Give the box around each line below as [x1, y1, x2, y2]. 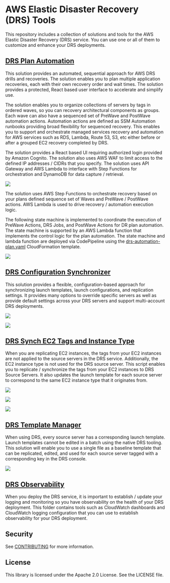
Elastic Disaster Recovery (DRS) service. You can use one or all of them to [5, 37, 160, 43]
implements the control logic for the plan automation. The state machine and [5, 232, 165, 239]
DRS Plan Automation [5, 57, 75, 66]
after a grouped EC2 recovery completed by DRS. [5, 139, 109, 145]
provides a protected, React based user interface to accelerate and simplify [5, 86, 163, 93]
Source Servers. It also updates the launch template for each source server [5, 372, 162, 378]
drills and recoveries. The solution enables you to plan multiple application [5, 75, 161, 82]
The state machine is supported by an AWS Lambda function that [5, 227, 142, 234]
